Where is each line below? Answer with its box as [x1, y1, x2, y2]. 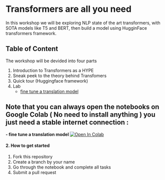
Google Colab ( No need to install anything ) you [5, 110, 156, 119]
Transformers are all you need [5, 3, 132, 15]
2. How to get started [5, 142, 50, 149]
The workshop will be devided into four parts [5, 58, 97, 64]
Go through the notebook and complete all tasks [12, 164, 111, 170]
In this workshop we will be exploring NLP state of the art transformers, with [5, 20, 161, 26]
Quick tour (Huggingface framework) [12, 78, 88, 84]
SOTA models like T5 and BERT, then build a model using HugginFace [5, 25, 147, 31]
